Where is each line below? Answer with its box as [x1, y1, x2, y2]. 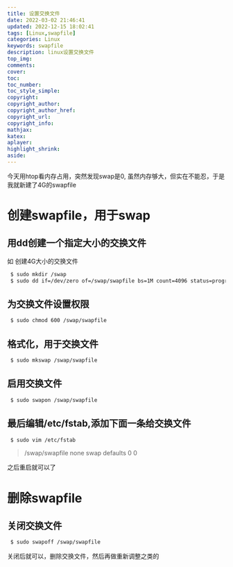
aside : [7, 152, 26, 160]
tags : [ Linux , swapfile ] [7, 29, 76, 37]
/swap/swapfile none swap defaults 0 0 [24, 449, 137, 457]
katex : [7, 133, 26, 139]
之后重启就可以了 [7, 463, 56, 472]
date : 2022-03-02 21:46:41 [7, 17, 85, 24]
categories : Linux [7, 36, 60, 43]
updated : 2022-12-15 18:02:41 [7, 23, 95, 30]
